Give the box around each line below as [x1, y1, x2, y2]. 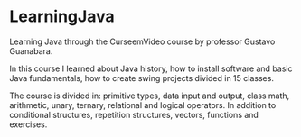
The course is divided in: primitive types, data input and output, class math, [9, 90, 290, 101]
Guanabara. [9, 45, 53, 56]
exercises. [9, 119, 48, 130]
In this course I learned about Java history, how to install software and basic [9, 63, 293, 74]
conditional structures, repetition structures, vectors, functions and [9, 109, 259, 120]
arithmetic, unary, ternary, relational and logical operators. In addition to [9, 99, 277, 110]
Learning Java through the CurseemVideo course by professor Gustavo [9, 36, 276, 47]
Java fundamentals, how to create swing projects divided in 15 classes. [9, 72, 274, 83]
